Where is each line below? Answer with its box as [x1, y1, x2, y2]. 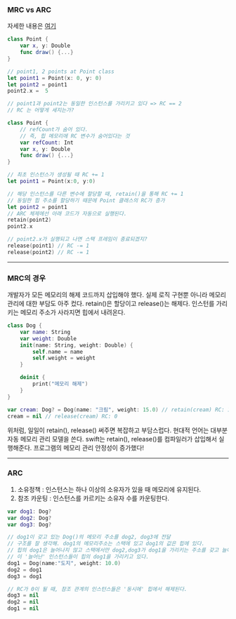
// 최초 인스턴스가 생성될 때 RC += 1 [7, 171, 105, 178]
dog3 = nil [7, 592, 39, 599]
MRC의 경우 [7, 273, 46, 283]
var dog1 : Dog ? [7, 507, 52, 515]
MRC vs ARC [7, 5, 51, 15]
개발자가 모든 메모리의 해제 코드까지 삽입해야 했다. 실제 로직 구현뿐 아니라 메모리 [7, 291, 227, 299]
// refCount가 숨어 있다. [20, 126, 88, 133]
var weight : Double [20, 335, 77, 342]
